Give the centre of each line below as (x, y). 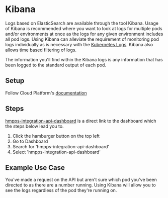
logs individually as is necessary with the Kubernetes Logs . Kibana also (79, 44)
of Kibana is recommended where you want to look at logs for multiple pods (84, 28)
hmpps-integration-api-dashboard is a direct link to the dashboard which (81, 121)
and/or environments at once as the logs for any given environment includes (84, 34)
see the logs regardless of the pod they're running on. (61, 190)
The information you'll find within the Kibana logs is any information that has (84, 59)
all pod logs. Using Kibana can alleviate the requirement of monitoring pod (82, 39)
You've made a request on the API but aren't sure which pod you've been (81, 180)
